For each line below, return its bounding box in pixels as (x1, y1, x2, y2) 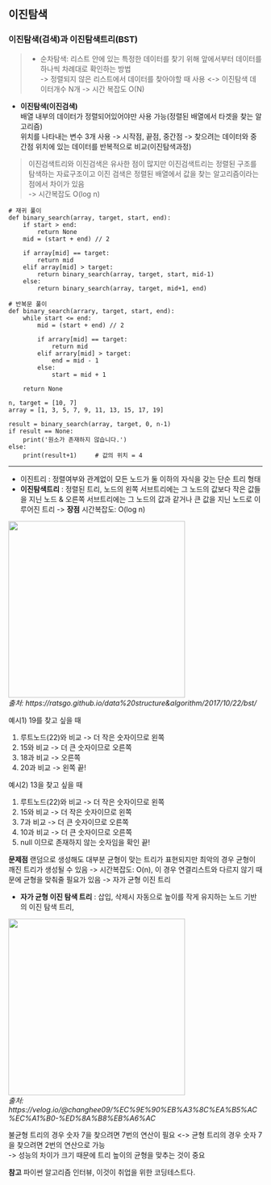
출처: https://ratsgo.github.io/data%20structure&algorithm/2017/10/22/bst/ (8, 697, 257, 708)
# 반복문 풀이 (8, 299, 48, 308)
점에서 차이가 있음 (27, 178, 85, 188)
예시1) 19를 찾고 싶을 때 (8, 715, 81, 725)
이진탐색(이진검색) (19, 101, 78, 111)
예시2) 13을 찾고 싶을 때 (8, 780, 83, 789)
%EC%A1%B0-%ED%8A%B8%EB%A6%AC (8, 1113, 156, 1123)
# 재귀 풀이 (8, 207, 42, 215)
